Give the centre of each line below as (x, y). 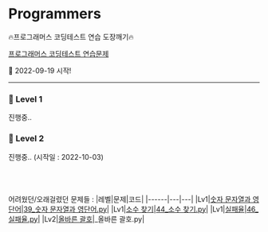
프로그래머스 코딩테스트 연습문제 (59, 53)
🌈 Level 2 (26, 138)
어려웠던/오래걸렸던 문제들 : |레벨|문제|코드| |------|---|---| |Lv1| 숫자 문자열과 (130, 199)
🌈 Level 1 (25, 99)
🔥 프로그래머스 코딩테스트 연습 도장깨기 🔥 (71, 37)
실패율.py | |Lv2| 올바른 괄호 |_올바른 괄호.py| (77, 218)
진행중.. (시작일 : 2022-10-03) (56, 157)
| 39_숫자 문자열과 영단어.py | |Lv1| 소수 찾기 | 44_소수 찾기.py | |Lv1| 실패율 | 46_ (140, 209)
